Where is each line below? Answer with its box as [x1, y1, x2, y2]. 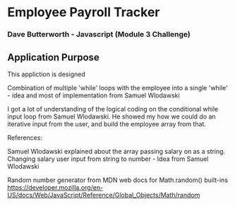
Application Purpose [7, 51, 100, 63]
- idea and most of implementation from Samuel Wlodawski [7, 91, 180, 99]
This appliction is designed [7, 70, 86, 78]
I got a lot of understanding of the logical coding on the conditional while [7, 104, 219, 113]
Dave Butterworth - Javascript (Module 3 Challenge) [7, 30, 191, 40]
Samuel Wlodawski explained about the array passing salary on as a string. [7, 147, 226, 155]
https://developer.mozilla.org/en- [7, 183, 104, 191]
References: [7, 133, 42, 142]
